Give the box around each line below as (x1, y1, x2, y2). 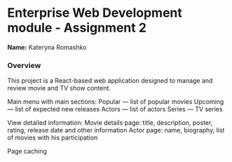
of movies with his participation (7, 133, 98, 142)
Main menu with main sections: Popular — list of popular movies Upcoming (7, 97, 224, 106)
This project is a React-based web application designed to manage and (7, 76, 213, 85)
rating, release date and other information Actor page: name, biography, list (7, 126, 225, 135)
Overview (7, 60, 41, 70)
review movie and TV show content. (7, 84, 111, 93)
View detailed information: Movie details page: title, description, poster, (7, 119, 213, 127)
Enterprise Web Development (7, 5, 182, 21)
